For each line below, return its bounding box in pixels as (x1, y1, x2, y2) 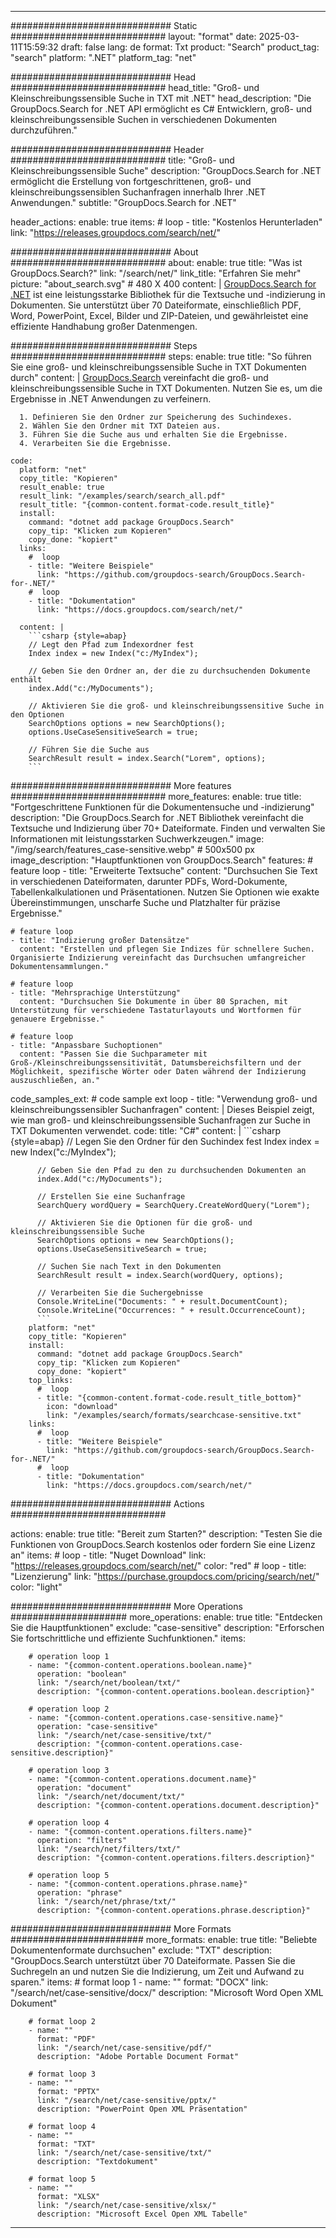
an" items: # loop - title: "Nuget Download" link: (10, 1549, 207, 1561)
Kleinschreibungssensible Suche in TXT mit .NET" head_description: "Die (10, 92, 312, 104)
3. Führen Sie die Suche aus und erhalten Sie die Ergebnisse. (19, 430, 288, 440)
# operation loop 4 (28, 1818, 110, 1828)
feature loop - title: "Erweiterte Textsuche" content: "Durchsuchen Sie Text (10, 865, 318, 876)
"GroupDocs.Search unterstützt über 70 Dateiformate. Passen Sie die (10, 1955, 296, 1966)
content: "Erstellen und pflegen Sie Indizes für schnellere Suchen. (19, 944, 315, 954)
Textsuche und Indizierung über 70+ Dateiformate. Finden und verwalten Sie (10, 822, 326, 834)
